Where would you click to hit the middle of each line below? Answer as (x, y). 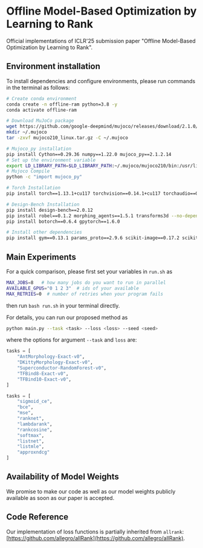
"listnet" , (31, 441)
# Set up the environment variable (51, 160)
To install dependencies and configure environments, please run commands (101, 81)
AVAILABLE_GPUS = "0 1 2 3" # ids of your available (72, 288)
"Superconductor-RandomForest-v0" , (62, 368)
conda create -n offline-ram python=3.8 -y (62, 104)
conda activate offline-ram (42, 110)
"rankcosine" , (35, 430)
